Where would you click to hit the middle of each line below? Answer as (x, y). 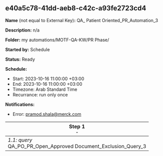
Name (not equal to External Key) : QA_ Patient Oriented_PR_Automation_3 (82, 20)
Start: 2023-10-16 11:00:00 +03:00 (48, 79)
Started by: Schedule (28, 49)
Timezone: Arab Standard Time (45, 89)
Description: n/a (22, 30)
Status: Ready (20, 59)
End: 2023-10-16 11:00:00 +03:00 (47, 84)
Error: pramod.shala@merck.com (47, 114)
